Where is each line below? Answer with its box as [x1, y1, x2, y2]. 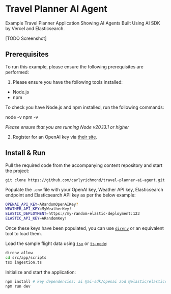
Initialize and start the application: [5, 269, 76, 275]
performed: [5, 69, 29, 75]
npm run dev [5, 284, 31, 289]
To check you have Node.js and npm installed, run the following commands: [5, 104, 164, 110]
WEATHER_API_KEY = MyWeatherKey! [5, 206, 72, 212]
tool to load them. [5, 231, 42, 237]
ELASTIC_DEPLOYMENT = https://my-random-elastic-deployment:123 [5, 211, 140, 216]
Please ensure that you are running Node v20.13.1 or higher [5, 124, 129, 130]
